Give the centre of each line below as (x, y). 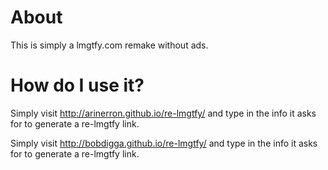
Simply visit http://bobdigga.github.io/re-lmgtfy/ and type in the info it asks (164, 143)
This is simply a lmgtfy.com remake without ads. (109, 45)
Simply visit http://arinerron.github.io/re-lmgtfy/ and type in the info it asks (163, 113)
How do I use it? (77, 85)
